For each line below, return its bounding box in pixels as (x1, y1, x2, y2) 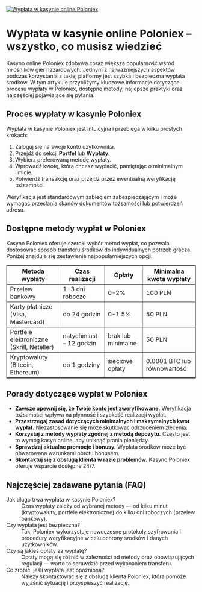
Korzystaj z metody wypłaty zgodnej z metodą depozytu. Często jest (14, 430, 191, 438)
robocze (63, 292, 87, 301)
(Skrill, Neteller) (10, 342, 54, 351)
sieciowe (108, 356, 133, 365)
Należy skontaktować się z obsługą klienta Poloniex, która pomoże (21, 573, 186, 580)
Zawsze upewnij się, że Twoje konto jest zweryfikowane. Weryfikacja (14, 405, 191, 412)
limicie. (14, 169, 33, 176)
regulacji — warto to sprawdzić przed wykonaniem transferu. (21, 560, 173, 567)
